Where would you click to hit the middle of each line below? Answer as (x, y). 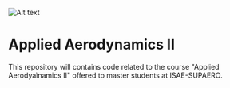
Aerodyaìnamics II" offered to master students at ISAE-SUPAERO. (115, 75)
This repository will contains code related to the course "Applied (114, 66)
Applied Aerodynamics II (92, 45)
